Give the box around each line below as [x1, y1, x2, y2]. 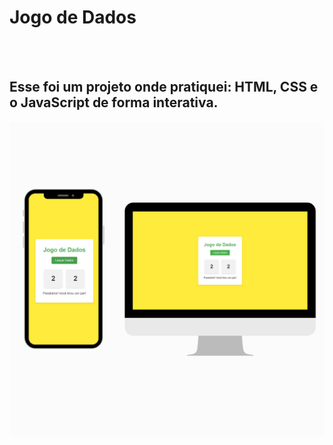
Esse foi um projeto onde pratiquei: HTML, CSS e [9, 79, 319, 96]
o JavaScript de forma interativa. [9, 94, 219, 111]
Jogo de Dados [9, 6, 137, 29]
